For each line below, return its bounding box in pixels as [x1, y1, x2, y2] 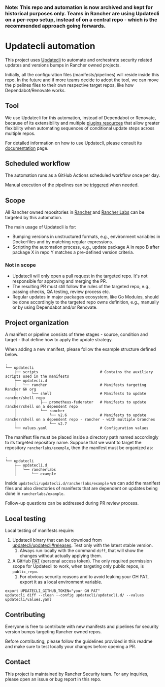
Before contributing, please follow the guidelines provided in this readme [5, 638, 153, 644]
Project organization [5, 318, 69, 327]
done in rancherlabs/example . [5, 491, 65, 496]
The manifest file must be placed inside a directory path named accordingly [5, 434, 159, 440]
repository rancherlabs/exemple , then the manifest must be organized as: [5, 445, 154, 451]
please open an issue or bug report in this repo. [5, 676, 102, 682]
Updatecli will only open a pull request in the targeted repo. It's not [12, 273, 148, 279]
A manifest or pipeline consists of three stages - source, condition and [5, 331, 148, 337]
